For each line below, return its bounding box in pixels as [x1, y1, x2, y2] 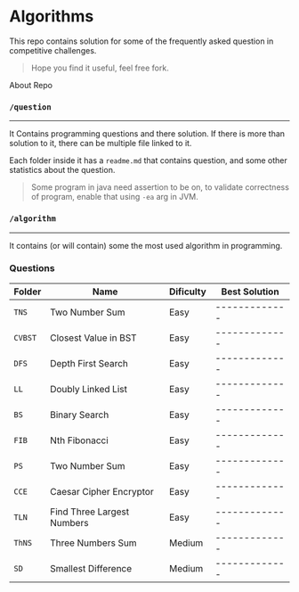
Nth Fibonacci [50, 434, 109, 447]
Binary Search [50, 408, 109, 421]
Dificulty [168, 285, 206, 298]
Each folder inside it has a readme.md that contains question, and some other [9, 155, 287, 166]
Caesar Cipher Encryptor [50, 485, 154, 497]
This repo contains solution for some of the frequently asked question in [9, 36, 274, 46]
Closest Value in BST [50, 332, 137, 344]
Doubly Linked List [50, 382, 127, 395]
